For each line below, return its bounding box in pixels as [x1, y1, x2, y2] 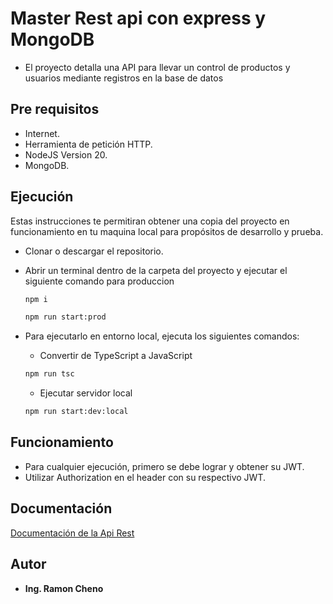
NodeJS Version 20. [24, 148, 108, 161]
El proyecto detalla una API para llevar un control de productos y [24, 61, 291, 73]
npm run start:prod [24, 312, 107, 322]
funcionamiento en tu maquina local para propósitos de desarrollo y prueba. [10, 225, 324, 237]
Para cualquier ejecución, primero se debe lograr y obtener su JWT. [24, 460, 305, 472]
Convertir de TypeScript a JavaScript [39, 350, 193, 362]
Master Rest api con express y [10, 7, 267, 30]
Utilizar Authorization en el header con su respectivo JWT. [24, 471, 266, 483]
